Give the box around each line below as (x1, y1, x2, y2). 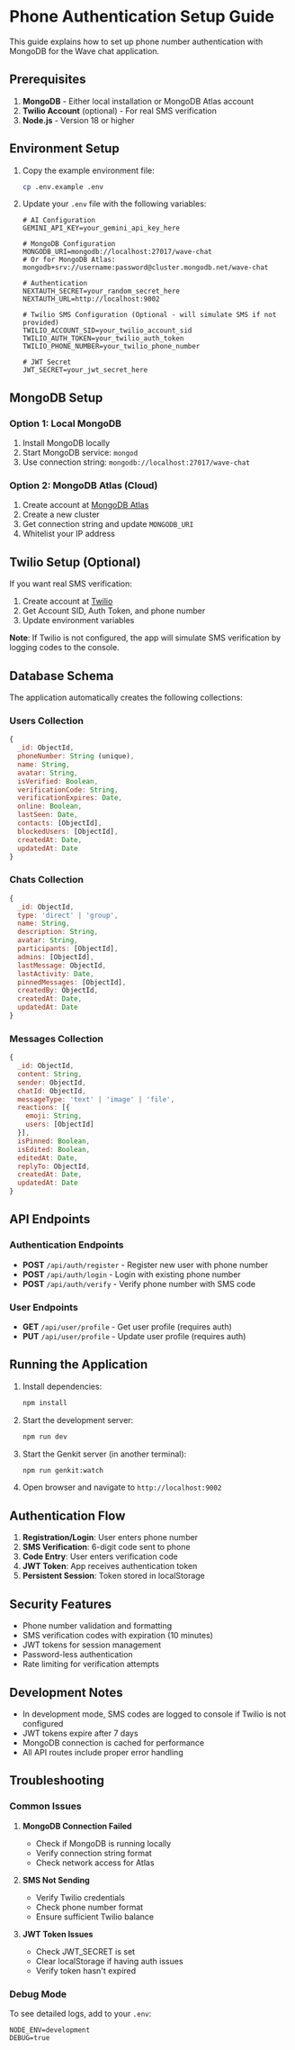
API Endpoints (9, 1211, 91, 1227)
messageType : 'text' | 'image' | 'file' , (17, 1094, 175, 1104)
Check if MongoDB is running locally (35, 1837, 172, 1848)
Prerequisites (9, 72, 86, 87)
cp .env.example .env (22, 182, 103, 191)
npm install (22, 1398, 67, 1407)
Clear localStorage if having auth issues (35, 1955, 183, 1966)
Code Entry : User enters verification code (22, 1551, 178, 1562)
